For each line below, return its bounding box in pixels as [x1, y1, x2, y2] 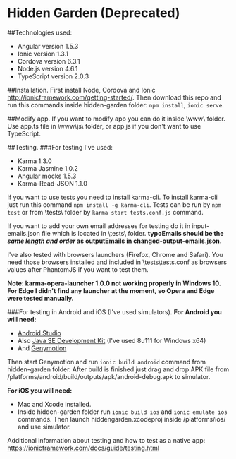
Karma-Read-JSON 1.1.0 [17, 179, 88, 188]
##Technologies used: [7, 28, 73, 37]
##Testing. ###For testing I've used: [7, 143, 113, 151]
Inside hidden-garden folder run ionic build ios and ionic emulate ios [17, 407, 228, 416]
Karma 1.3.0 [17, 157, 52, 165]
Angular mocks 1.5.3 [17, 172, 77, 180]
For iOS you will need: [7, 386, 73, 395]
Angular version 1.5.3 [17, 42, 79, 50]
